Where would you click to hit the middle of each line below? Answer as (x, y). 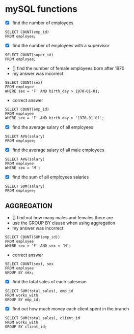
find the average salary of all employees (53, 127)
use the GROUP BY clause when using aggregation (64, 223)
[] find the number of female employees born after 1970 (68, 68)
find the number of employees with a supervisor (61, 46)
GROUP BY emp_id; (23, 300)
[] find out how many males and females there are (63, 218)
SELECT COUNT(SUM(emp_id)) (33, 237)
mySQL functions (41, 9)
